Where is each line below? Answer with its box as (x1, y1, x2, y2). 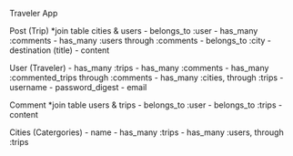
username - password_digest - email (9, 82, 147, 92)
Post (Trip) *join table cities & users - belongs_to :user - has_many (9, 26, 258, 36)
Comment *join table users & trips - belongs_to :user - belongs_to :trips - (9, 99, 283, 110)
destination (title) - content (9, 45, 110, 56)
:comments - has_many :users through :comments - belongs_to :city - (9, 36, 271, 46)
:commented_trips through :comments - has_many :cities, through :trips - (9, 72, 284, 83)
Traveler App (9, 8, 58, 18)
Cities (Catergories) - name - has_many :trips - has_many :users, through (9, 127, 284, 138)
